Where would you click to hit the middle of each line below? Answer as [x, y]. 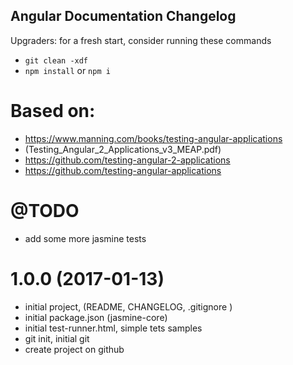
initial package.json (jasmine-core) [96, 317]
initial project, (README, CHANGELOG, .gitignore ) [128, 306]
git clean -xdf [56, 60]
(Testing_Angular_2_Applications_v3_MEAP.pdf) [123, 149]
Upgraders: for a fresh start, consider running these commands [141, 40]
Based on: [53, 111]
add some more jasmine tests [85, 238]
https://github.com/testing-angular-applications [123, 170]
